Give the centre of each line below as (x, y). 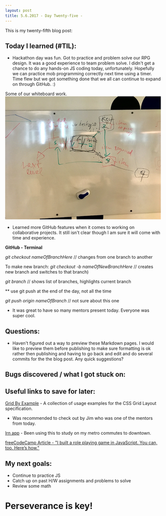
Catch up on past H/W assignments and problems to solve (72, 481)
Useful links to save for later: (50, 391)
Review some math (32, 486)
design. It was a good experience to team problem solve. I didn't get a (83, 63)
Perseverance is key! (49, 506)
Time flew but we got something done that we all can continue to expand (86, 79)
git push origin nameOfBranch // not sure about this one (62, 301)
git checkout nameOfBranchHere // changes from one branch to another (79, 257)
